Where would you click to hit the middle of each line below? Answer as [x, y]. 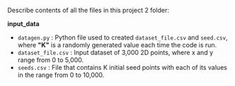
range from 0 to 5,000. [51, 60]
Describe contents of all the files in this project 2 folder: [88, 10]
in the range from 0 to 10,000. [61, 75]
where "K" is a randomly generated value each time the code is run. [117, 45]
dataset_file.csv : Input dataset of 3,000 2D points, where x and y [115, 53]
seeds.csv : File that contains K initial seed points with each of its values [122, 67]
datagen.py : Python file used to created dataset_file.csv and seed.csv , [122, 37]
